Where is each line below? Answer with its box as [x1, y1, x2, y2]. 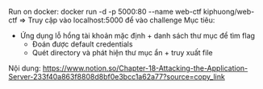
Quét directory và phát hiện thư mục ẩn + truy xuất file [31, 48, 213, 57]
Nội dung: [8, 63, 42, 73]
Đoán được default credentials [31, 39, 133, 49]
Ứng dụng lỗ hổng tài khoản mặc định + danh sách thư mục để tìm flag [19, 31, 256, 40]
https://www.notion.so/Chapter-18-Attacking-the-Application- [42, 63, 248, 73]
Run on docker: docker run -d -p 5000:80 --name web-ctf [8, 7, 202, 16]
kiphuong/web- [202, 7, 255, 16]
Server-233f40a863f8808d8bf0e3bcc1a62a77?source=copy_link [8, 72, 226, 81]
